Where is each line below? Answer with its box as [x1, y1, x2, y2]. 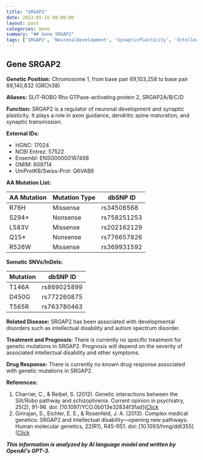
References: [6, 378, 38, 386]
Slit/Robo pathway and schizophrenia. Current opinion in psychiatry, [14, 397, 185, 404]
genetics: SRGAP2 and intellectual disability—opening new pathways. [14, 416, 188, 423]
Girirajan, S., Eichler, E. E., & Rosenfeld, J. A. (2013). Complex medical [14, 409, 188, 417]
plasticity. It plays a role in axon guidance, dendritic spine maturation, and [6, 111, 190, 118]
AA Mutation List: [6, 179, 51, 186]
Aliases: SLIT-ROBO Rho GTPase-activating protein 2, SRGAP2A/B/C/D [6, 93, 184, 100]
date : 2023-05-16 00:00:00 [6, 15, 74, 21]
